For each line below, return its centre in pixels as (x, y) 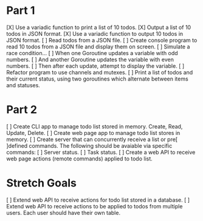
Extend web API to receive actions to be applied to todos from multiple (95, 206)
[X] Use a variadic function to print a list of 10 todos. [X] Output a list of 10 (99, 27)
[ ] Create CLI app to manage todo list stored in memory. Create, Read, (95, 126)
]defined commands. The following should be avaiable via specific (89, 145)
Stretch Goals (42, 183)
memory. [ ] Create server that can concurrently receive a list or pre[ (92, 139)
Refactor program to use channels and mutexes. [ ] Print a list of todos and (100, 72)
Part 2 (22, 110)
